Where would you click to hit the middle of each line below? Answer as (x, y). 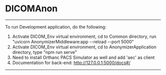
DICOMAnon (31, 9)
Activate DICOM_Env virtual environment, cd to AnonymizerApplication (84, 47)
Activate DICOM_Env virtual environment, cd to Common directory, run (84, 36)
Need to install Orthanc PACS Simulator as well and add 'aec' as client (83, 57)
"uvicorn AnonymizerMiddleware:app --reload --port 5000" (73, 41)
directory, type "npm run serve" (45, 52)
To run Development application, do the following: (56, 27)
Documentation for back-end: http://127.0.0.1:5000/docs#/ (71, 63)
